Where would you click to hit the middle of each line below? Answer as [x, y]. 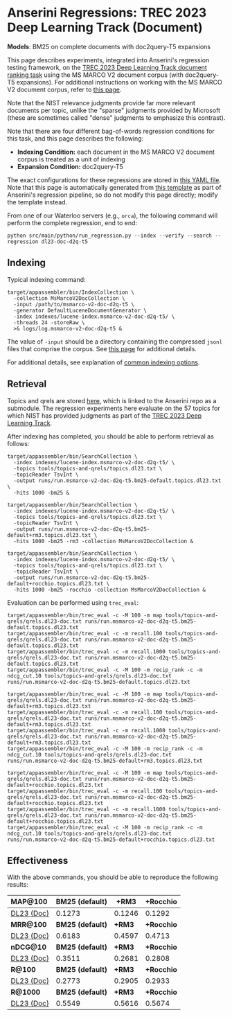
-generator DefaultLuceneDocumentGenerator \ [80, 310]
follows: [18, 443]
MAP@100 [29, 902]
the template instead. [37, 202]
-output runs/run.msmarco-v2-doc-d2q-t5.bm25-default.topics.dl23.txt [117, 480]
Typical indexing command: [46, 279]
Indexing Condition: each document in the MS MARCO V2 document [116, 152]
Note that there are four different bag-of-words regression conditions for [111, 131]
